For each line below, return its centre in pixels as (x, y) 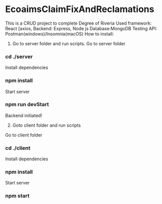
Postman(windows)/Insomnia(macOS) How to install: (60, 34)
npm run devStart (27, 105)
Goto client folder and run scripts (47, 125)
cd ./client (18, 148)
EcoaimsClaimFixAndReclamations (80, 9)
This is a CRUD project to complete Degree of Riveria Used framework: (78, 23)
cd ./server (19, 56)
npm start (18, 196)
